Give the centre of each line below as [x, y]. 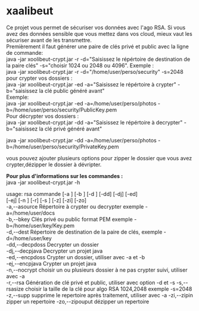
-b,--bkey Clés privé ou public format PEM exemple [69, 219]
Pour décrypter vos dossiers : [43, 116]
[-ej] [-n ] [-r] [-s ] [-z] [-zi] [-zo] [46, 200]
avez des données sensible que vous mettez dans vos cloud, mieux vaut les [99, 33]
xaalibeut [30, 11]
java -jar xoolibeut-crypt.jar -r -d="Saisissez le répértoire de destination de [98, 59]
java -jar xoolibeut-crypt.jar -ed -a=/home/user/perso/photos [81, 103]
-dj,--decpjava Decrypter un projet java [55, 251]
